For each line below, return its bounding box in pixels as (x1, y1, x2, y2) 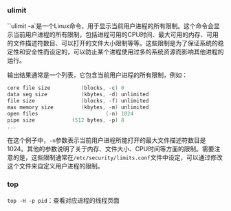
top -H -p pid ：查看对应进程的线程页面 (7, 196, 120, 204)
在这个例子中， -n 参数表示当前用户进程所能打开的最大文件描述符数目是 (7, 136, 206, 144)
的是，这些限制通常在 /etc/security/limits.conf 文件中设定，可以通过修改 (12, 153, 223, 162)
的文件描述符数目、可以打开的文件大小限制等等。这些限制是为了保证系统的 (7, 39, 218, 47)
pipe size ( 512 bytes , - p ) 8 (7, 116, 125, 124)
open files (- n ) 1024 (7, 110, 134, 117)
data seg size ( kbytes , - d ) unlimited (7, 91, 149, 98)
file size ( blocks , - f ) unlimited (7, 98, 149, 104)
